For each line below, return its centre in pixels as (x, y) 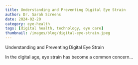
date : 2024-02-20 (23, 19)
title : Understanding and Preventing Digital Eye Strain (66, 10)
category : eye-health (28, 24)
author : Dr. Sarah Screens (33, 14)
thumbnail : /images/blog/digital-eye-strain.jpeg (58, 33)
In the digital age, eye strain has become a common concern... (69, 57)
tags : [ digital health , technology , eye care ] (54, 28)
